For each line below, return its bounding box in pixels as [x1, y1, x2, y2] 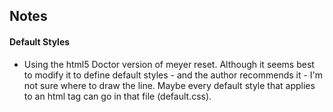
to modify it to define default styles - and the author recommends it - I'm [23, 69, 324, 81]
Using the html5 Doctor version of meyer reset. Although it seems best [23, 58, 315, 70]
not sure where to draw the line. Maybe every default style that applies [23, 79, 316, 91]
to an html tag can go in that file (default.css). [23, 90, 212, 102]
